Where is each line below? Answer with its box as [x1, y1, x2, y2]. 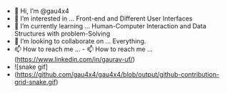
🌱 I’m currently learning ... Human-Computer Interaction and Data [14, 22, 207, 30]
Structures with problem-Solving [14, 29, 111, 38]
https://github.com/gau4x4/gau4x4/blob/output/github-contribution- [16, 70, 220, 78]
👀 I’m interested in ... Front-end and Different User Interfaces [14, 14, 193, 23]
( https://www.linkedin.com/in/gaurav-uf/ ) [14, 55, 136, 63]
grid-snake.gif [14, 78, 56, 86]
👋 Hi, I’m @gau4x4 [14, 7, 69, 15]
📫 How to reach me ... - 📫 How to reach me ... [14, 45, 153, 53]
